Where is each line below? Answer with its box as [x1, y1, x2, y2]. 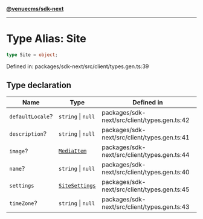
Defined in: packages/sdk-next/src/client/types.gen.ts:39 [6, 63, 149, 70]
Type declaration [6, 80, 71, 90]
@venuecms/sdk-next [6, 5, 64, 12]
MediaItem [58, 147, 87, 154]
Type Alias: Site [6, 32, 86, 46]
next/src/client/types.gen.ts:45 [101, 185, 190, 194]
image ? [9, 147, 28, 155]
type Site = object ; [6, 51, 59, 58]
